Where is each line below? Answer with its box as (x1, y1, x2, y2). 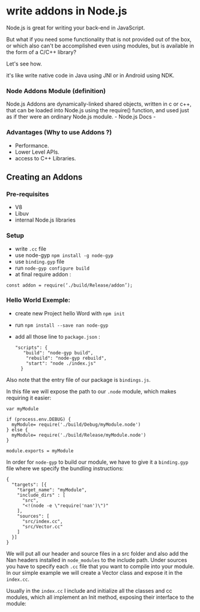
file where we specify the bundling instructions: (6, 464, 124, 472)
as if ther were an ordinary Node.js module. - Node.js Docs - (6, 113, 156, 121)
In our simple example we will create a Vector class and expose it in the (6, 569, 183, 576)
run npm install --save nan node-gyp (14, 321, 109, 329)
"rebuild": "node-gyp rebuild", (26, 355, 107, 361)
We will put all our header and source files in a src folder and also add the (6, 550, 189, 557)
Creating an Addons (6, 172, 83, 182)
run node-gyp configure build (14, 264, 90, 271)
